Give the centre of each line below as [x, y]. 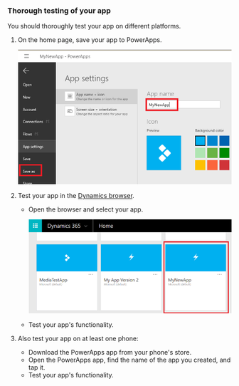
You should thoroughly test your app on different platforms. [94, 26]
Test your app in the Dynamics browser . [76, 195]
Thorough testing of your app [59, 11]
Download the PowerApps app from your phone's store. [110, 353]
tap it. [37, 367]
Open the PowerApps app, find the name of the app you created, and [129, 360]
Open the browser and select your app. [86, 209]
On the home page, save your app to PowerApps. [90, 40]
